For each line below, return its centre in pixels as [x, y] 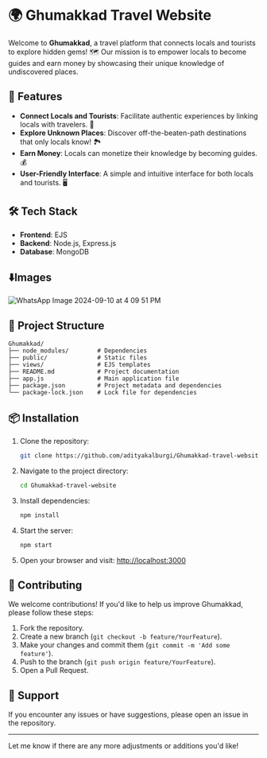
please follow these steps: [51, 612]
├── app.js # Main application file [94, 379]
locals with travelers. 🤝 [57, 124]
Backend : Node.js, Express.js [68, 243]
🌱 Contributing [45, 585]
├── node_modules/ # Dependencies [78, 351]
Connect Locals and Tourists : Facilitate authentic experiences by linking [139, 115]
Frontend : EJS [43, 235]
